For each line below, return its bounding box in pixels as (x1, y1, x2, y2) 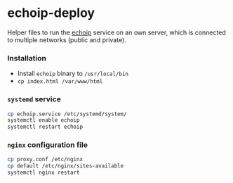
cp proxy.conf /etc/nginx (7, 156, 83, 163)
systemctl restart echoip (7, 123, 83, 131)
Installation (7, 53, 47, 63)
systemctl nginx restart (7, 169, 80, 177)
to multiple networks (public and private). (7, 35, 126, 44)
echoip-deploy (7, 5, 95, 21)
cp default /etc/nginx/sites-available (7, 163, 124, 170)
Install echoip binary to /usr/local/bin (17, 69, 128, 78)
